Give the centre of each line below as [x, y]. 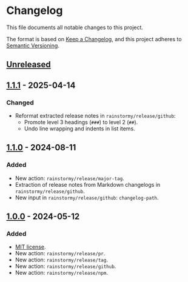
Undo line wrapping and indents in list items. [79, 129]
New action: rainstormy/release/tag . [61, 260]
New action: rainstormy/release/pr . [60, 253]
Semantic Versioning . [33, 45]
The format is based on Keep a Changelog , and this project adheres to [94, 39]
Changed [20, 102]
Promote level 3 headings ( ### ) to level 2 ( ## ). [81, 123]
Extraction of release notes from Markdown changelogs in [88, 184]
